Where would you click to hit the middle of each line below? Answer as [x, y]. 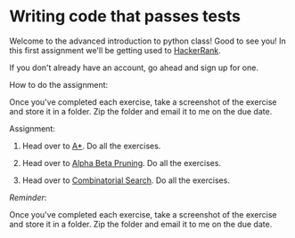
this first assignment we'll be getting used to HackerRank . [115, 50]
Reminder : [28, 197]
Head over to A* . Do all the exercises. [91, 146]
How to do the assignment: [59, 84]
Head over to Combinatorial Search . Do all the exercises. [126, 180]
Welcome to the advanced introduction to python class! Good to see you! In [148, 41]
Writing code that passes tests [125, 16]
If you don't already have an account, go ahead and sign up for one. [134, 67]
